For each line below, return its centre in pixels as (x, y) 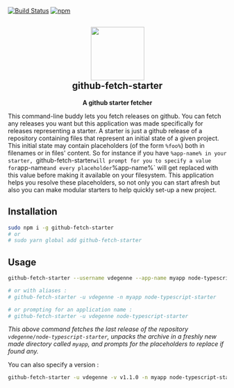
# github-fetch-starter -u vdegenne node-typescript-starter (98, 316)
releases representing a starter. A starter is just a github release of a (105, 130)
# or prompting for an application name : (70, 310)
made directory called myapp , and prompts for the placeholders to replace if (116, 344)
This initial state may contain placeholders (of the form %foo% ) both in (107, 145)
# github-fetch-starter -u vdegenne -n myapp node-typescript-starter (112, 297)
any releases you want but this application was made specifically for (106, 123)
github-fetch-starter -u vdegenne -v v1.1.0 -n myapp (87, 378)
